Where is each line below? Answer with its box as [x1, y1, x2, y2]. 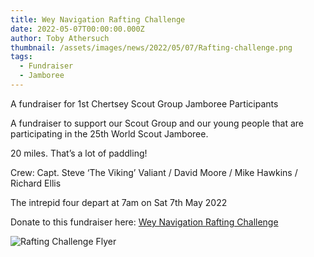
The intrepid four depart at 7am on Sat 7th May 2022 [10, 196, 228, 208]
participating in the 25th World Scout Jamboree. [10, 127, 209, 140]
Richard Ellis [10, 177, 62, 189]
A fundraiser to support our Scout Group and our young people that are [10, 117, 304, 129]
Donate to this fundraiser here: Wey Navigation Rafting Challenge [10, 216, 279, 228]
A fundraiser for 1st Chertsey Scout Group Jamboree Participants [10, 97, 279, 110]
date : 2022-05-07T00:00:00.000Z [10, 24, 145, 34]
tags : [10, 52, 33, 62]
